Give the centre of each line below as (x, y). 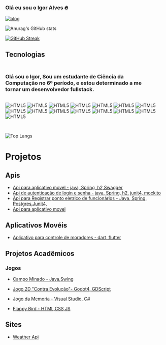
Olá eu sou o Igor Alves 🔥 (37, 8)
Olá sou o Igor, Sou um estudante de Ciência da (64, 77)
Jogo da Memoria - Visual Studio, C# (51, 299)
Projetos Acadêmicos (40, 253)
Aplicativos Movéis (36, 225)
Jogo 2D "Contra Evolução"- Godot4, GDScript (62, 289)
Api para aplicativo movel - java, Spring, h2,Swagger (68, 188)
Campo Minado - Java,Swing (43, 279)
